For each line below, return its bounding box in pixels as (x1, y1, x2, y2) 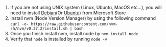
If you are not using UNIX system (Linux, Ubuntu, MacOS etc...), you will (10, 5, 162, 10)
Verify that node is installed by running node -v (10, 36, 107, 42)
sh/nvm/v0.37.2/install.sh (10, 26, 68, 31)
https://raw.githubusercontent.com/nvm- (31, 21, 118, 27)
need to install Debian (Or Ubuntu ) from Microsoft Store (10, 10, 126, 16)
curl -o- (10, 21, 29, 27)
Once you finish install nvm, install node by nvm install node (10, 31, 138, 36)
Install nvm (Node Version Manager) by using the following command (10, 15, 156, 21)
